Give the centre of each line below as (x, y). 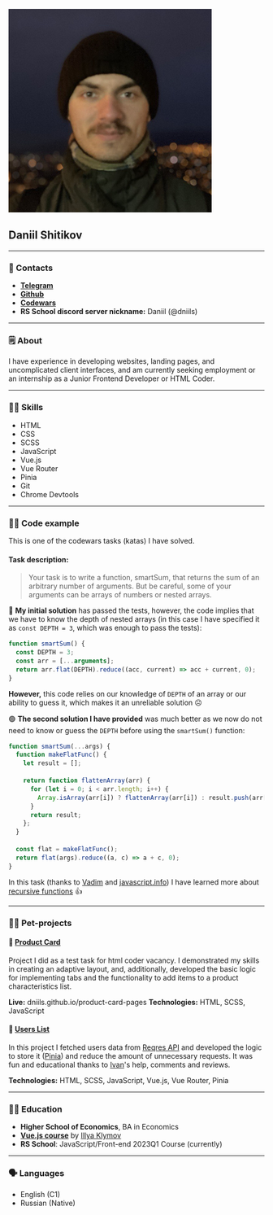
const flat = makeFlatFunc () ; (67, 850)
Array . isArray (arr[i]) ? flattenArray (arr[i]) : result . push (143, 798)
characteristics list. (40, 986)
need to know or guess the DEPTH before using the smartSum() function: (127, 730)
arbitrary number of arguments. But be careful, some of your (130, 586)
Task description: (39, 559)
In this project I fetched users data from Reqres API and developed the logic (135, 1047)
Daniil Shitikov (45, 236)
